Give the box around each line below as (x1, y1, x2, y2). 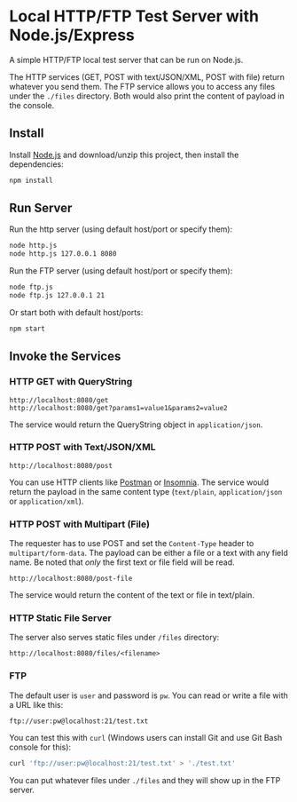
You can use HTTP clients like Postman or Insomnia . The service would (9, 477, 270, 488)
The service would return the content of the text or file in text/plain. (9, 590, 255, 600)
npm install (9, 176, 53, 185)
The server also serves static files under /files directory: (9, 632, 220, 643)
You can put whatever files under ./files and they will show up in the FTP (9, 774, 281, 785)
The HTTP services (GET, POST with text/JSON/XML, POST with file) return (9, 71, 285, 82)
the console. (9, 99, 55, 110)
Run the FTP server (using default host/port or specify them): (9, 266, 233, 276)
